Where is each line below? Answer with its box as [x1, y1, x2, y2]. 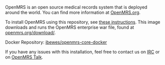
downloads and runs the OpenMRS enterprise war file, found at [5, 24, 134, 30]
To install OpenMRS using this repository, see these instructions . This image [5, 19, 161, 25]
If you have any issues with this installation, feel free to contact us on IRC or [5, 49, 160, 55]
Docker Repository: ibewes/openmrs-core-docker [5, 39, 108, 45]
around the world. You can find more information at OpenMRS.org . [5, 9, 141, 15]
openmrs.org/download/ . [5, 30, 56, 35]
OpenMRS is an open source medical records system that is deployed [5, 4, 148, 10]
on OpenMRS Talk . [5, 54, 43, 60]
